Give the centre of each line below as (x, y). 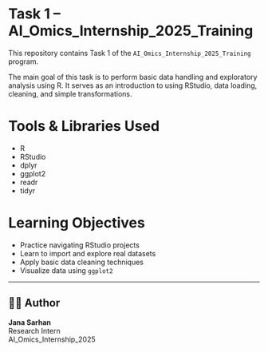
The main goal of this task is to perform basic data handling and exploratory (133, 77)
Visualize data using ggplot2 (66, 270)
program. (24, 61)
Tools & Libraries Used (84, 127)
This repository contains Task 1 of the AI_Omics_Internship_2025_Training (130, 53)
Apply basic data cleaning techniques (81, 262)
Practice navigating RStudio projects (79, 245)
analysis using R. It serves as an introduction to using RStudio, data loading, (133, 85)
